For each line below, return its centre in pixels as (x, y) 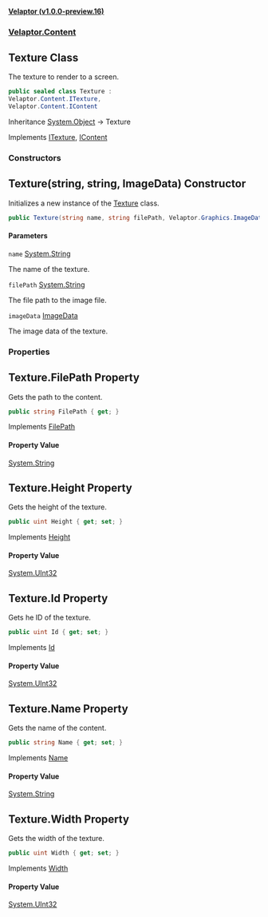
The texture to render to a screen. (64, 77)
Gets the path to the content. (55, 397)
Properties (29, 352)
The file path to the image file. (57, 300)
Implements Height (39, 537)
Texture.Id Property (58, 598)
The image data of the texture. (58, 331)
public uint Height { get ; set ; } (66, 522)
